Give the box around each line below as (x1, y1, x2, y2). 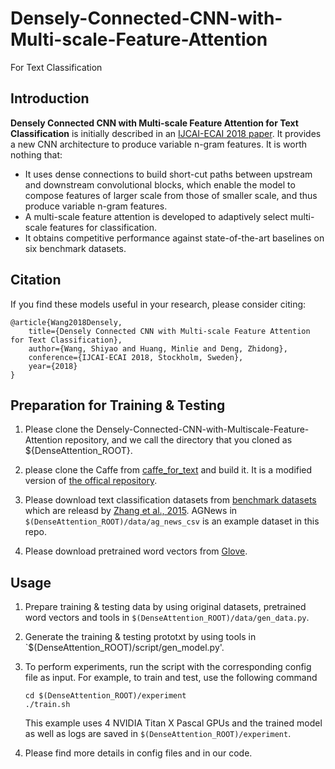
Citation (10, 272, 62, 289)
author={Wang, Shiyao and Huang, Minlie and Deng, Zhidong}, (28, 343, 288, 354)
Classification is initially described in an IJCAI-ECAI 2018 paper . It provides (10, 127, 322, 139)
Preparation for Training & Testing (10, 397, 226, 414)
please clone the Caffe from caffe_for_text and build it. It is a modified (24, 464, 313, 476)
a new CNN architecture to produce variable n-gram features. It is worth (10, 138, 308, 150)
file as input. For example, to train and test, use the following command (24, 672, 318, 684)
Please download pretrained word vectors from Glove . (24, 545, 248, 557)
